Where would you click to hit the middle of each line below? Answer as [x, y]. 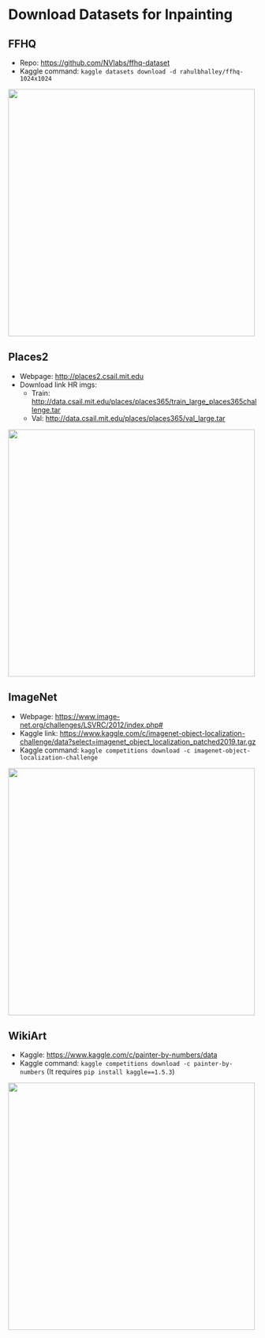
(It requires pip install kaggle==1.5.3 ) [110, 1072]
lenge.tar [46, 410]
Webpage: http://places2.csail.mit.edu [82, 376]
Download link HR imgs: [58, 385]
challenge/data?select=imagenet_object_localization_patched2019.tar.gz [138, 741]
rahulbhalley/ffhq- [211, 72]
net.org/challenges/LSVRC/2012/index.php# [91, 725]
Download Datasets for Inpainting [120, 15]
